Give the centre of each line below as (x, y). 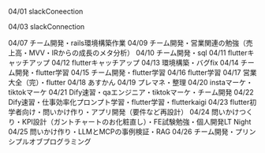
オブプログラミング (60, 142)
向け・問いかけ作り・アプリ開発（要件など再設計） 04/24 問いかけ (131, 112)
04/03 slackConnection (47, 26)
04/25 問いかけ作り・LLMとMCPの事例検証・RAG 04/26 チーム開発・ (122, 132)
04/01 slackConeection (46, 11)
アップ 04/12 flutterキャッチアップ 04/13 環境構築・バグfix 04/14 (134, 63)
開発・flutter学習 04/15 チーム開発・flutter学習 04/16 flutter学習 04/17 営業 (136, 73)
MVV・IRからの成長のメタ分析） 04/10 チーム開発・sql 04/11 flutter (138, 53)
